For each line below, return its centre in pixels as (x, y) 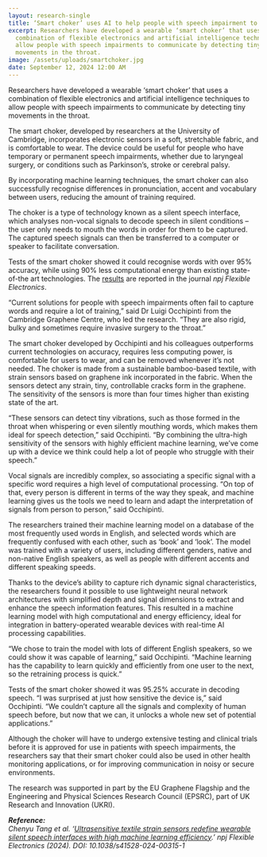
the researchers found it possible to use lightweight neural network (118, 590)
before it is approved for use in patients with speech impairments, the (122, 747)
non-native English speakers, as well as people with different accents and (129, 559)
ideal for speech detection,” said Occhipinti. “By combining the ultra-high (128, 434)
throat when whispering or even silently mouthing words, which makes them (133, 426)
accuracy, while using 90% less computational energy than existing (119, 270)
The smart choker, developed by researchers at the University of (114, 130)
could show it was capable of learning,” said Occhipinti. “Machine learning (130, 656)
